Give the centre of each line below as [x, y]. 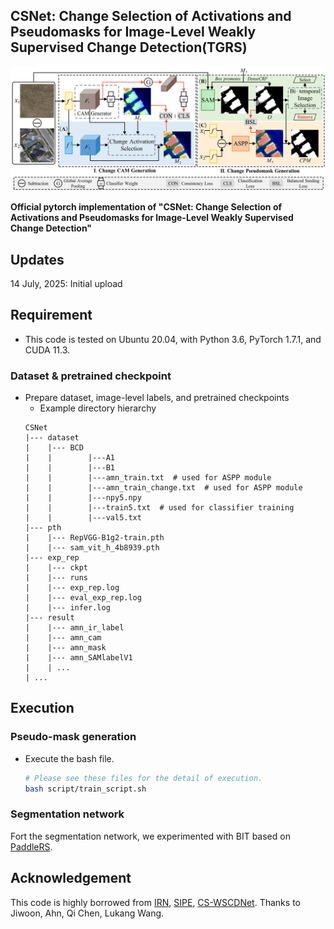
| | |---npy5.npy [83, 498]
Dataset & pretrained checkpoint [91, 376]
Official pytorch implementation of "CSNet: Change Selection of [146, 207]
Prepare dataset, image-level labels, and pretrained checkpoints [157, 398]
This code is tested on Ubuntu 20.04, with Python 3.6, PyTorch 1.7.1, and [173, 339]
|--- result [49, 618]
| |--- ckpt [56, 568]
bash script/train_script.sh [85, 789]
